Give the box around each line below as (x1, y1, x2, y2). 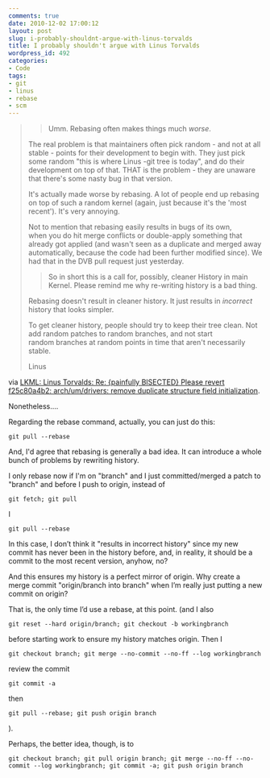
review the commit (8, 664, 70, 674)
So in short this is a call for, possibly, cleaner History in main (48, 272, 248, 282)
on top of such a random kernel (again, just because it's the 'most (27, 198, 247, 208)
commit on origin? (8, 589, 69, 599)
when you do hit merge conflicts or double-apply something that (27, 231, 243, 240)
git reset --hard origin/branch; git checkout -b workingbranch (8, 620, 229, 629)
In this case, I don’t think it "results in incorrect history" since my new (8, 539, 239, 549)
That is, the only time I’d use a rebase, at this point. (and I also (8, 605, 214, 614)
